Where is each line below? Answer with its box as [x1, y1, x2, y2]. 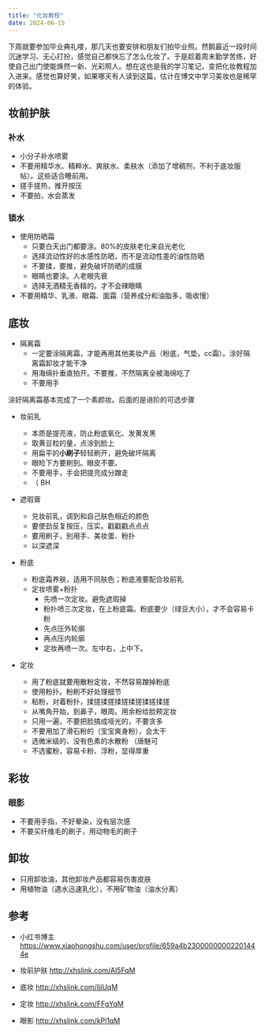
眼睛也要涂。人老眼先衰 [31, 271, 108, 281]
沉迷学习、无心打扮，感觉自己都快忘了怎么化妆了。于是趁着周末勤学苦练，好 [8, 51, 257, 61]
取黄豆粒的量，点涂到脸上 [31, 439, 115, 448]
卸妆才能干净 [45, 358, 88, 368]
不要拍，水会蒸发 [19, 191, 76, 200]
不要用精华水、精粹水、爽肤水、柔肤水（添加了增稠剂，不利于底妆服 [19, 161, 241, 170]
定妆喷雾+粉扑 [31, 585, 78, 594]
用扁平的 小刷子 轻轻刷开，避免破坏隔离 [31, 448, 156, 458]
